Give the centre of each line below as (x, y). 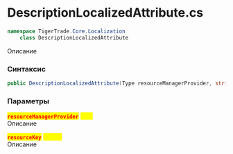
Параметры (28, 101)
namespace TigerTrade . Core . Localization (67, 31)
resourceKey (24, 138)
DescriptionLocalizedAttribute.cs (105, 13)
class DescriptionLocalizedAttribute (74, 37)
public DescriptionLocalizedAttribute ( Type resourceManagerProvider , (110, 83)
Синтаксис (27, 69)
